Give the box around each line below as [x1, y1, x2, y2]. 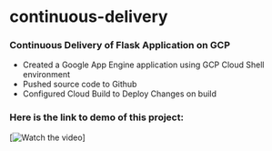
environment [22, 69, 71, 80]
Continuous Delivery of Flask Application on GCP [9, 39, 230, 52]
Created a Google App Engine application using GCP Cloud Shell [22, 59, 265, 70]
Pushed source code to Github [22, 79, 137, 90]
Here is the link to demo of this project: [9, 111, 185, 124]
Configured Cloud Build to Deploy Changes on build [22, 88, 217, 99]
